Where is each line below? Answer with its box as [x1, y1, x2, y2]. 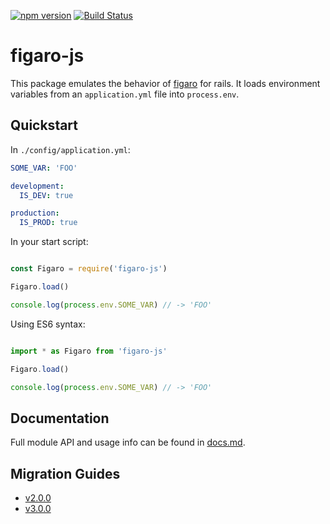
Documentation [10, 410, 110, 427]
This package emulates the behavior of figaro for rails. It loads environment [10, 77, 321, 89]
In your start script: [10, 236, 89, 248]
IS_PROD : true [19, 218, 78, 228]
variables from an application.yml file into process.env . [10, 88, 240, 100]
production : [10, 208, 60, 219]
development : [10, 181, 65, 191]
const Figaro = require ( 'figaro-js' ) [10, 264, 168, 274]
